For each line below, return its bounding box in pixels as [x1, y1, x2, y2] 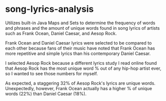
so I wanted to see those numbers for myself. [5, 70, 98, 76]
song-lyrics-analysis [5, 3, 94, 15]
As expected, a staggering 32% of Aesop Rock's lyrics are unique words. [5, 80, 156, 86]
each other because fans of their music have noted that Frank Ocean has [5, 45, 156, 51]
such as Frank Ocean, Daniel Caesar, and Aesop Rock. [5, 30, 117, 36]
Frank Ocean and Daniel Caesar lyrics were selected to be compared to [5, 40, 152, 46]
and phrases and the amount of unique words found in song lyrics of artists [5, 25, 160, 31]
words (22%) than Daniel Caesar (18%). [5, 91, 87, 97]
